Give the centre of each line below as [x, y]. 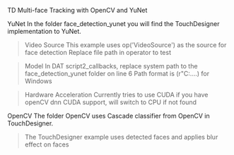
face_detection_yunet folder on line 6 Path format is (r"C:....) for [117, 74]
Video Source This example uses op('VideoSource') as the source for [125, 45]
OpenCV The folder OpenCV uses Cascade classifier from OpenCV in [109, 116]
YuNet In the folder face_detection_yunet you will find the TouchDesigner [113, 24]
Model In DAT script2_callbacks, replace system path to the [111, 66]
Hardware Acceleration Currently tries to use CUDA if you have [116, 95]
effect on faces [47, 144]
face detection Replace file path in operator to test [98, 52]
